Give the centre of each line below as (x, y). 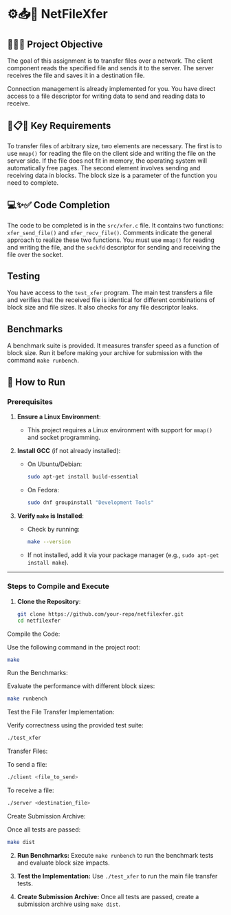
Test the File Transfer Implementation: (61, 712)
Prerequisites (30, 401)
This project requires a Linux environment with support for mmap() (120, 430)
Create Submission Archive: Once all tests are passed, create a (108, 896)
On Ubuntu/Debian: (55, 464)
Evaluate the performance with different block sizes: (81, 686)
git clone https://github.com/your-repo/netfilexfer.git (100, 614)
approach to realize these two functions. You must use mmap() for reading (111, 240)
